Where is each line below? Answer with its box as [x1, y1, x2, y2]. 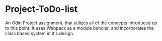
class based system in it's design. [5, 30, 75, 36]
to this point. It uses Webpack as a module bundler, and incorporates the [5, 25, 154, 31]
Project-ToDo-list [5, 3, 78, 15]
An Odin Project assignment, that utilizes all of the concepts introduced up [5, 20, 158, 26]
